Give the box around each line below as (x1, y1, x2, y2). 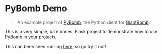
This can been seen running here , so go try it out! (5, 43, 106, 49)
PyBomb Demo (5, 3, 68, 14)
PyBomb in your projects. (5, 34, 57, 40)
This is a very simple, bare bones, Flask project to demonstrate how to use (5, 28, 158, 34)
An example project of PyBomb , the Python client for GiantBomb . (17, 19, 150, 25)
